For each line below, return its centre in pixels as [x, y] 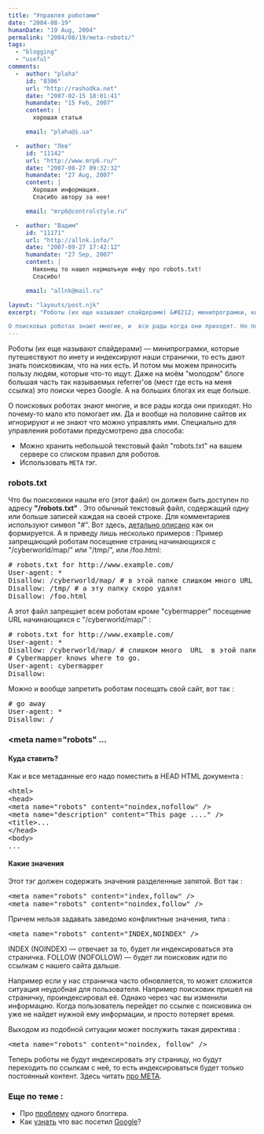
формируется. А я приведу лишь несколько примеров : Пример [116, 533]
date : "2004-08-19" [40, 23]
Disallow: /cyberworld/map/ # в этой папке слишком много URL [130, 581]
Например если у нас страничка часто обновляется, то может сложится [130, 980]
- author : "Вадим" [47, 225]
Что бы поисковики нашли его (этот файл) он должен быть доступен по [128, 500]
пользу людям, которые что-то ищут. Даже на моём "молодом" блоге [126, 374]
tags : [17, 45]
